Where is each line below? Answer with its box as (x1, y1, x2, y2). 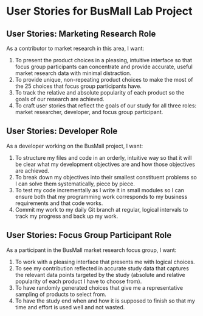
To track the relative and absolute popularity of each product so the (15, 89, 185, 96)
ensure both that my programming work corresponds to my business (15, 193, 188, 200)
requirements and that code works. (15, 199, 103, 207)
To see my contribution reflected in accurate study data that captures (15, 264, 190, 272)
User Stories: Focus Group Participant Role (6, 230, 172, 240)
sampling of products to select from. (15, 290, 106, 298)
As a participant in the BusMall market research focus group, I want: (6, 246, 177, 254)
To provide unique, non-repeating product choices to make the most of (15, 76, 193, 83)
